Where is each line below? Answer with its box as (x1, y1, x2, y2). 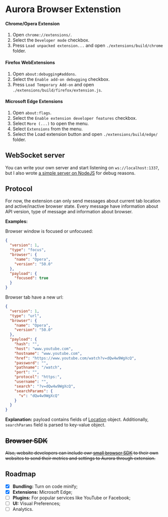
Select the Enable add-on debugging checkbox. (12, 76, 110, 82)
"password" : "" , (14, 360, 49, 365)
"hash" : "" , (14, 342, 39, 347)
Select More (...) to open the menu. (12, 120, 89, 126)
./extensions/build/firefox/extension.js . (12, 87, 102, 93)
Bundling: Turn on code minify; (12, 483, 78, 489)
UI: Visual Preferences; (12, 500, 61, 506)
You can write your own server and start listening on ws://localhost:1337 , (5, 164, 159, 170)
